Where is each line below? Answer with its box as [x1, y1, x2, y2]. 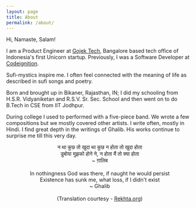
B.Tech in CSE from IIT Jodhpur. [6, 102, 85, 109]
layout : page [6, 8, 39, 15]
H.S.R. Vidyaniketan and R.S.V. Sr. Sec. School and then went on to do [6, 95, 178, 103]
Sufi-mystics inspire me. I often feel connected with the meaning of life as [6, 72, 187, 79]
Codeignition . [6, 60, 39, 67]
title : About [6, 14, 39, 20]
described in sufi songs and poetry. [6, 78, 93, 85]
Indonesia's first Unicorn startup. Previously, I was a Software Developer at [6, 54, 190, 61]
